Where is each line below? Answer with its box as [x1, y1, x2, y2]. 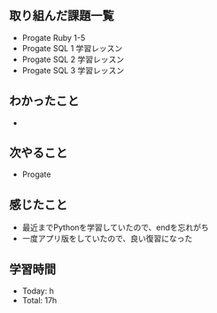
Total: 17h [21, 295, 58, 306]
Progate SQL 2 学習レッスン [21, 54, 125, 65]
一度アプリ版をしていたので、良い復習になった [21, 233, 193, 244]
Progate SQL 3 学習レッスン [21, 65, 125, 75]
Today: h [21, 286, 55, 296]
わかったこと [9, 94, 80, 109]
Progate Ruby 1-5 [21, 32, 86, 42]
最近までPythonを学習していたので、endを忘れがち [21, 222, 210, 233]
